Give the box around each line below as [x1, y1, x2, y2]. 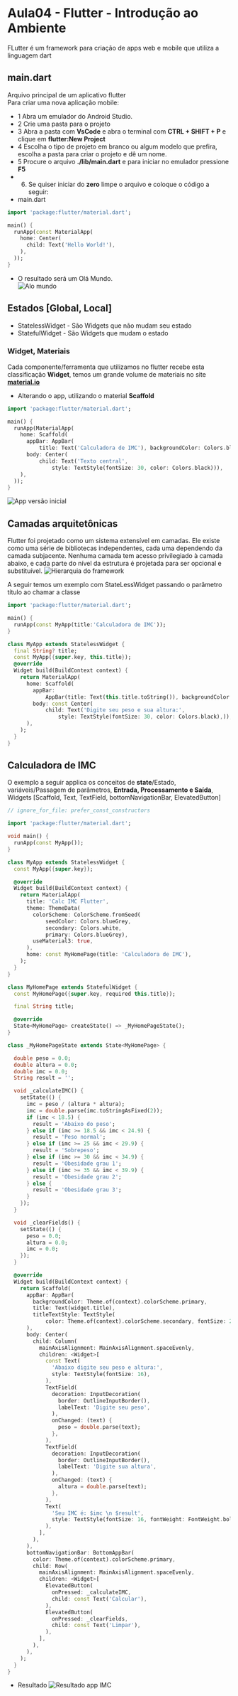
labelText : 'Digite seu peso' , [57, 1404, 151, 1411]
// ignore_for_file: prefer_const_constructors [7, 807, 151, 815]
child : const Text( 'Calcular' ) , [52, 1595, 147, 1602]
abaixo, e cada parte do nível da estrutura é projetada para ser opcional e [7, 559, 222, 568]
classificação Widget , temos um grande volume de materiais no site [7, 370, 207, 378]
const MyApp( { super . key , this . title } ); [13, 654, 132, 661]
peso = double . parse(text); [57, 1424, 141, 1431]
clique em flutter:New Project [17, 134, 106, 143]
